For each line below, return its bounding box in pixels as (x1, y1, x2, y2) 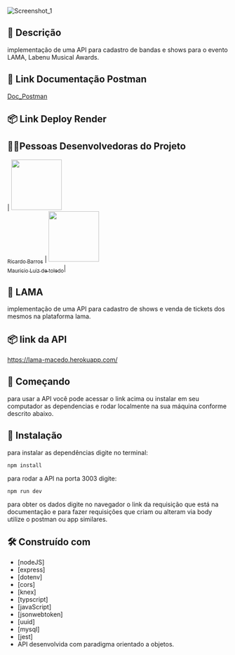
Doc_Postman (7, 92, 48, 100)
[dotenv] (17, 573, 43, 581)
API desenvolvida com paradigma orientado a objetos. (17, 640, 175, 649)
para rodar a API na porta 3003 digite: (7, 474, 117, 482)
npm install (7, 461, 42, 469)
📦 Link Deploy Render (7, 113, 107, 126)
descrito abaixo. (7, 409, 54, 417)
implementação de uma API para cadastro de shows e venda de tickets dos (7, 305, 226, 313)
